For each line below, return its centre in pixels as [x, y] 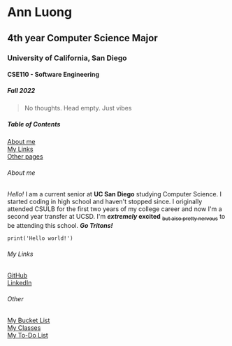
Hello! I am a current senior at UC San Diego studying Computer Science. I [115, 194]
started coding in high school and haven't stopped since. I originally [105, 202]
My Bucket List [29, 320]
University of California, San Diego [67, 58]
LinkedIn [20, 283]
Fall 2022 [21, 90]
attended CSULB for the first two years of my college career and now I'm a [115, 209]
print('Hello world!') [40, 238]
